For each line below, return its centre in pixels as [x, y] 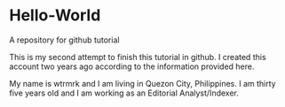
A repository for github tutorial [64, 40]
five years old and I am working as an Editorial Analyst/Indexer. [124, 93]
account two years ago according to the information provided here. [132, 66]
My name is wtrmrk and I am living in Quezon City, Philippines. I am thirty [143, 83]
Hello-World [55, 15]
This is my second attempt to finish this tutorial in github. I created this [138, 57]
